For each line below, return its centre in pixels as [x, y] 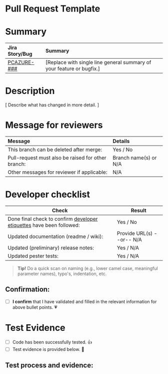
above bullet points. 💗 [35, 307]
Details [121, 141]
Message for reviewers [54, 125]
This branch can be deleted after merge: [55, 150]
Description [30, 91]
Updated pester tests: [33, 256]
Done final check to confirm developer [53, 219]
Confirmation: [27, 289]
